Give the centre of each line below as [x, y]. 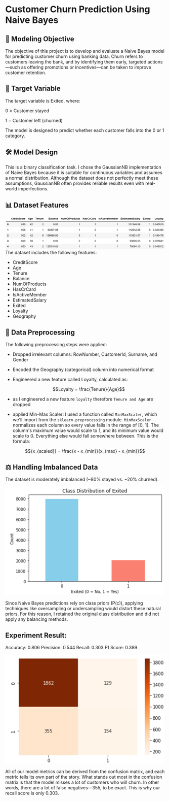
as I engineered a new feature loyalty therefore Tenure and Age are [83, 399]
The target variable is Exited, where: [43, 101]
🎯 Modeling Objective [40, 39]
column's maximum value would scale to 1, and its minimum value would [88, 430]
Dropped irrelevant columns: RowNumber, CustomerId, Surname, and [85, 354]
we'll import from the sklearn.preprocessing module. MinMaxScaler [82, 420]
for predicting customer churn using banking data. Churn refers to [74, 56]
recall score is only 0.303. [32, 793]
